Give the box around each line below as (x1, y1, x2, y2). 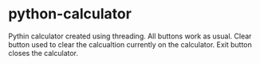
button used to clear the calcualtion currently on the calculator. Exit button (8, 39, 253, 49)
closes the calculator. (8, 48, 78, 58)
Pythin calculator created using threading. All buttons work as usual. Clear (8, 31, 252, 41)
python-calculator (8, 5, 132, 23)
